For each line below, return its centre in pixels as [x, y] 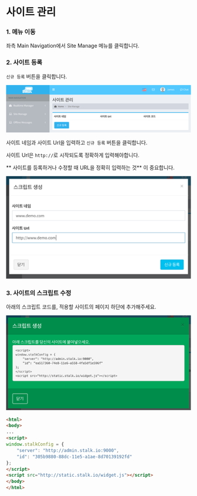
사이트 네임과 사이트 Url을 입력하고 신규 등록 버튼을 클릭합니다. [77, 142]
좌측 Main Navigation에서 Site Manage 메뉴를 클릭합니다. [73, 46]
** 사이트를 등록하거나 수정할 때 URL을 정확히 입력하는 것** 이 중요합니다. [90, 167]
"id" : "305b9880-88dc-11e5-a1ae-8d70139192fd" [74, 457]
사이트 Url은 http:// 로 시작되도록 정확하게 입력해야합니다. [73, 155]
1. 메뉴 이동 [21, 32]
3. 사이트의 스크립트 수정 [39, 293]
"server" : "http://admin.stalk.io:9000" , [68, 450]
